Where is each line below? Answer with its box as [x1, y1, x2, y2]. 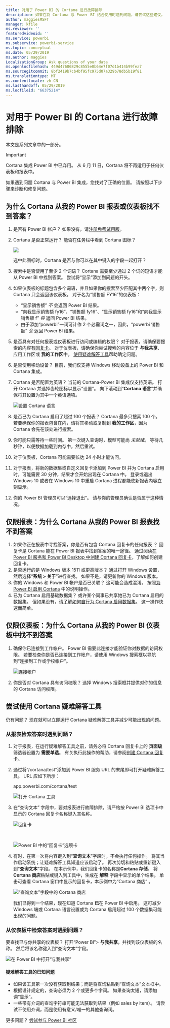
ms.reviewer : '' [6, 26, 40, 32]
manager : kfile [6, 21, 38, 27]
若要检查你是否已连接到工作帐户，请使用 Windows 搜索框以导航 [23, 651, 156, 658]
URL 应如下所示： [23, 773, 60, 779]
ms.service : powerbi [6, 36, 50, 41]
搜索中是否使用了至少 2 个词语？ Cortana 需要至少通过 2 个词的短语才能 [13, 268, 163, 274]
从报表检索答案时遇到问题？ [6, 730, 73, 737]
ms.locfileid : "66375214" [6, 87, 60, 93]
